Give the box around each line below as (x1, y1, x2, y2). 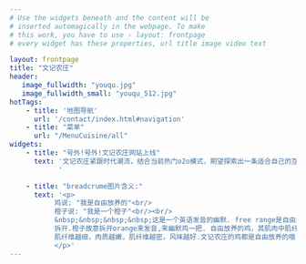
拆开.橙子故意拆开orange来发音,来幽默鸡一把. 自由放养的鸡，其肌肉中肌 (54, 224, 292, 233)
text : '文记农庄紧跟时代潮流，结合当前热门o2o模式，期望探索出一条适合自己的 (33, 157, 292, 166)
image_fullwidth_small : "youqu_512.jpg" (21, 88, 178, 98)
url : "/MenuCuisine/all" (33, 131, 128, 141)
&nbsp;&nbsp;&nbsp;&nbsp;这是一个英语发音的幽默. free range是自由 (54, 216, 296, 225)
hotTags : (9, 97, 43, 107)
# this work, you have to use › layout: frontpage (9, 30, 206, 39)
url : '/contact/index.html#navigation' (33, 115, 185, 124)
